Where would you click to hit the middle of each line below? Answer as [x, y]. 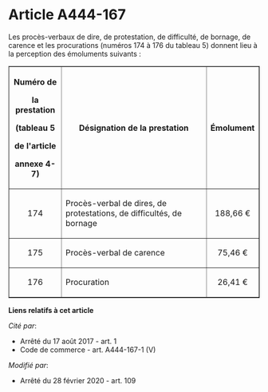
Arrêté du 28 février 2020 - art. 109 [78, 380]
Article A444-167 [67, 15]
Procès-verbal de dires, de [116, 203]
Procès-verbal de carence [115, 252]
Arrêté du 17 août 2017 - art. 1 [68, 341]
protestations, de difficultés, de [123, 213]
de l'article [35, 145]
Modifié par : [29, 365]
